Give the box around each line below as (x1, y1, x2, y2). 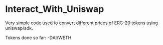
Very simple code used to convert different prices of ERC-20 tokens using (5, 20, 158, 26)
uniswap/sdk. (5, 25, 33, 31)
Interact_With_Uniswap (5, 3, 104, 15)
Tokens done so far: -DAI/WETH (5, 35, 72, 41)
